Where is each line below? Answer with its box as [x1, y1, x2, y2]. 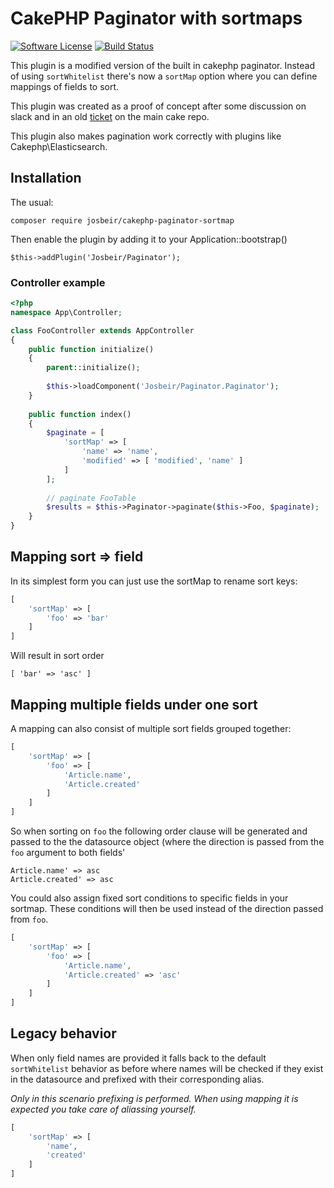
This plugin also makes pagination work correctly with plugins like [10, 130, 282, 142]
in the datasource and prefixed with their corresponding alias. [10, 1073, 265, 1085]
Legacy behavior [10, 1025, 117, 1042]
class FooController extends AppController [10, 325, 195, 336]
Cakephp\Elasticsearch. [10, 140, 108, 152]
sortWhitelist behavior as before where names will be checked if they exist [10, 1062, 324, 1074]
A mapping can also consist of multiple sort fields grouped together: [10, 723, 292, 735]
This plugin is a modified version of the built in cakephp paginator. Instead [10, 59, 316, 71]
